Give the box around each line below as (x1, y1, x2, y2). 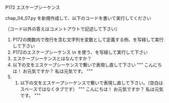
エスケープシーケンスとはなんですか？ (12, 56, 92, 62)
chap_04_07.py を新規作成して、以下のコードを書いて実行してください (5, 15, 151, 21)
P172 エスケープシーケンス (5, 5, 61, 10)
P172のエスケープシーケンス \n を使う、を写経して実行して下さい (12, 49, 148, 55)
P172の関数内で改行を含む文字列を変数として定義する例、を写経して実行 (12, 37, 164, 42)
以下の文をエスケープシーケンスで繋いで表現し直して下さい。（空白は (20, 80, 163, 86)
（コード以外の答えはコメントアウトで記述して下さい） (5, 26, 120, 32)
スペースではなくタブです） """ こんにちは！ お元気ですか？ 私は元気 (20, 86, 164, 92)
